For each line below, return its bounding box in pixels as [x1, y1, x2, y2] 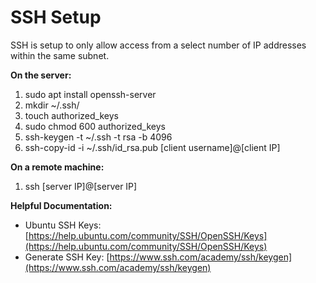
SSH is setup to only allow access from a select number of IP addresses [10, 39, 307, 51]
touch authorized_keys [24, 109, 119, 121]
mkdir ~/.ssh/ [24, 99, 80, 111]
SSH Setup [10, 6, 102, 29]
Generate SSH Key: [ [24, 251, 110, 263]
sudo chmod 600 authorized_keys [24, 120, 166, 132]
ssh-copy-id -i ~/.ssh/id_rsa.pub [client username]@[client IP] [24, 141, 281, 153]
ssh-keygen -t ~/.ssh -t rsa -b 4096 [24, 131, 173, 143]
